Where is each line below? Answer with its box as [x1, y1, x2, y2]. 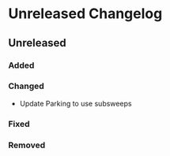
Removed [8, 139, 46, 150]
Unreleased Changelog [8, 5, 163, 23]
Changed [8, 80, 45, 91]
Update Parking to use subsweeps [19, 98, 132, 108]
